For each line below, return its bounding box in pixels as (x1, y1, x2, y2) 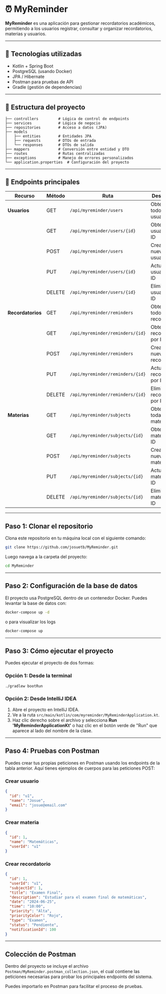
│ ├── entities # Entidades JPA (5, 133, 92, 138)
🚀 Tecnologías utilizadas (5, 50, 82, 58)
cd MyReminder (5, 563, 35, 569)
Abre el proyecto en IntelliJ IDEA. (12, 706, 80, 713)
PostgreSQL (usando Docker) (12, 68, 73, 74)
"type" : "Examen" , (9, 918, 48, 923)
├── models (5, 129, 28, 134)
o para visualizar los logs (5, 619, 56, 625)
